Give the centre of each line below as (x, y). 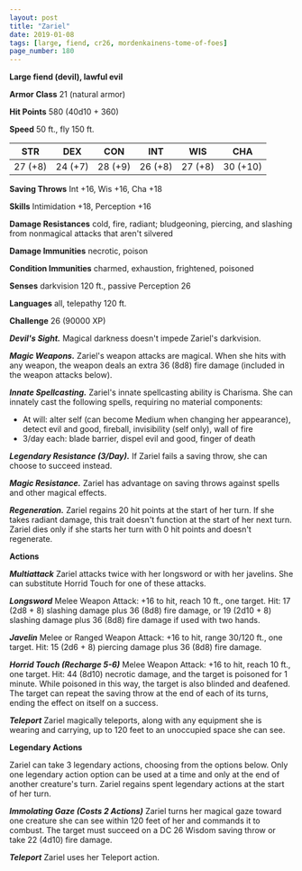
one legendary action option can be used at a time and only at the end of (145, 775)
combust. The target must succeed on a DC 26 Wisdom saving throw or (143, 830)
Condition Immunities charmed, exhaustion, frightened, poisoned (132, 269)
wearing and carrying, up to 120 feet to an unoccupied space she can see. (147, 730)
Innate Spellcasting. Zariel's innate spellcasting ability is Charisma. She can (151, 392)
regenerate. (31, 539)
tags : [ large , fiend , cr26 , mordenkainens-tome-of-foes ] (119, 43)
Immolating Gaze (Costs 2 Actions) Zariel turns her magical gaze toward (146, 811)
